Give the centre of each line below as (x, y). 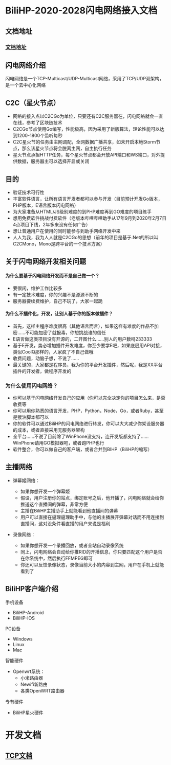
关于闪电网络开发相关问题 (46, 262)
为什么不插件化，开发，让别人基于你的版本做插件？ (59, 314)
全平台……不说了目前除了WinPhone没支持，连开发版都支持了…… (81, 437)
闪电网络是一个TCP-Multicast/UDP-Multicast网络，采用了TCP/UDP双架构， (85, 79)
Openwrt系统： (29, 671)
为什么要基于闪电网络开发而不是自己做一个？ (52, 275)
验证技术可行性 (28, 192)
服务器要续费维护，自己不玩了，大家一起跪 (58, 301)
